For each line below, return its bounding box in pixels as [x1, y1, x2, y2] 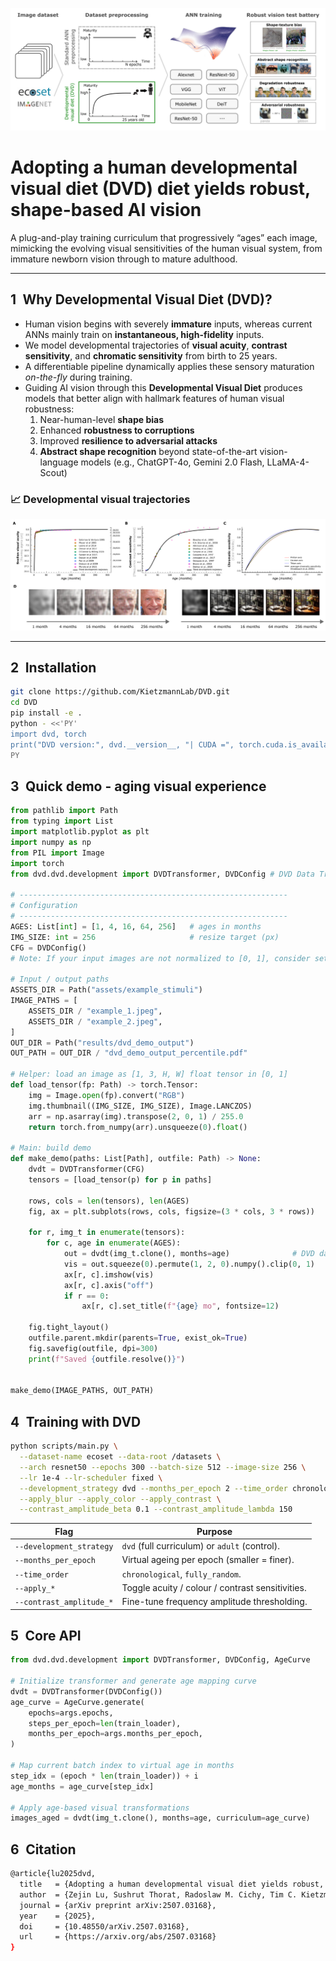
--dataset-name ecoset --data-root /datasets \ [19, 1452, 222, 1462]
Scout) [39, 466, 68, 478]
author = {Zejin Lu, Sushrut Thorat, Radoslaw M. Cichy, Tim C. [19, 1889, 298, 1900]
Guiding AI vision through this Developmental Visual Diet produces [24, 381, 303, 393]
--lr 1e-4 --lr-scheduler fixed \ [19, 1473, 163, 1483]
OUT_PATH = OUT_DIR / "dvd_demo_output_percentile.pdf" [10, 1048, 248, 1058]
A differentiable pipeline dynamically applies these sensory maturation [24, 360, 315, 372]
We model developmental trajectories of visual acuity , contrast [24, 339, 288, 351]
